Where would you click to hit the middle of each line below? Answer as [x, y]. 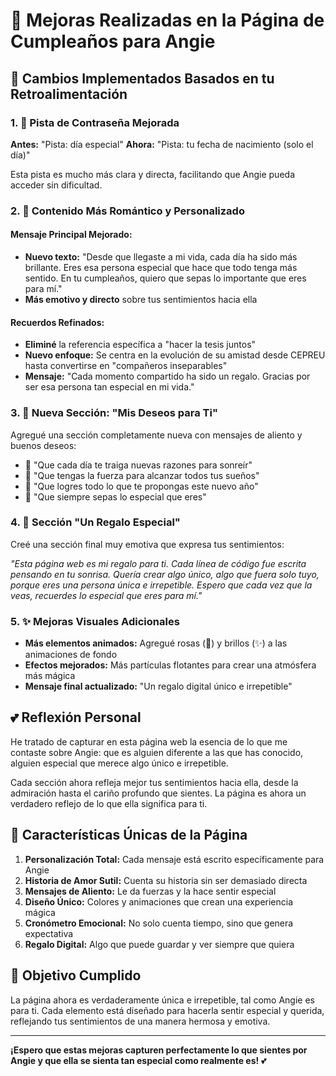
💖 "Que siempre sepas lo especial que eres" [115, 496]
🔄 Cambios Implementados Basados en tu [142, 78]
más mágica [50, 676]
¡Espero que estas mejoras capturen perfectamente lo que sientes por [159, 1050]
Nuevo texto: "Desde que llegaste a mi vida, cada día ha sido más [161, 257]
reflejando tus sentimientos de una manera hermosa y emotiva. [140, 1021]
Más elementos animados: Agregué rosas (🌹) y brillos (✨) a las [156, 643]
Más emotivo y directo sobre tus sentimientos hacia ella [141, 299]
